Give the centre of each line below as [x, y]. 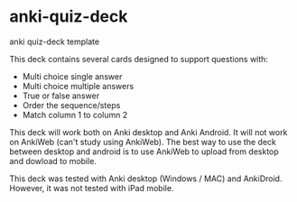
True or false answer [61, 96]
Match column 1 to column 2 [75, 115]
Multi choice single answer [72, 76]
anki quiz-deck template [55, 41]
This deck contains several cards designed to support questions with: [139, 59]
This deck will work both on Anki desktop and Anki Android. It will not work [148, 132]
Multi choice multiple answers [78, 86]
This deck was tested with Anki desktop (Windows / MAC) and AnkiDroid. [146, 179]
